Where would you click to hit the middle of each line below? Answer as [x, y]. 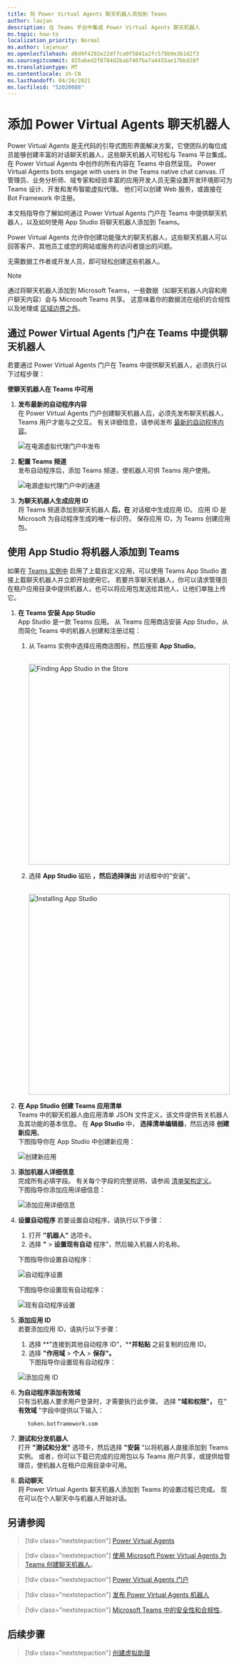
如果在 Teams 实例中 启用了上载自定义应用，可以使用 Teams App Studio [113, 571]
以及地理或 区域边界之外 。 [46, 309]
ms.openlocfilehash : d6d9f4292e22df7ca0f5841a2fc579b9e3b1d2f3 [103, 54]
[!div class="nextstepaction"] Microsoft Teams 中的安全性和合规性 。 [125, 1610]
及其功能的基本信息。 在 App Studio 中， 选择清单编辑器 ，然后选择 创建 [123, 1123]
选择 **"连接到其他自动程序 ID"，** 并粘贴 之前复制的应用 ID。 [119, 1344]
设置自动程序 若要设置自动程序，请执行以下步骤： [91, 1220]
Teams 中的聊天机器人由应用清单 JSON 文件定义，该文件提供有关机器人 [123, 1115]
